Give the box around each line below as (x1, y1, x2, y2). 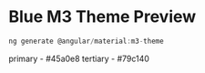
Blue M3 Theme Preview (8, 6, 197, 27)
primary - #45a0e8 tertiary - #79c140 (8, 53, 149, 64)
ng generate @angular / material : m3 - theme (8, 36, 165, 46)
